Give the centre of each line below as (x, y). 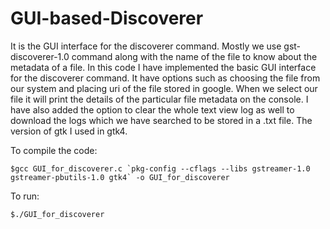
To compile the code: (54, 150)
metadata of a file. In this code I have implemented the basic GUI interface (163, 67)
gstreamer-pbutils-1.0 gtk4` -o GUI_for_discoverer (120, 177)
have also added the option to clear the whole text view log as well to (152, 109)
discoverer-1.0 (40, 56)
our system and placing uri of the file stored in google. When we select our (164, 88)
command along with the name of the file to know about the (194, 56)
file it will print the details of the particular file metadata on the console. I (159, 99)
